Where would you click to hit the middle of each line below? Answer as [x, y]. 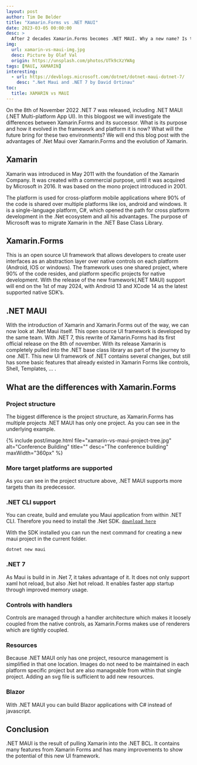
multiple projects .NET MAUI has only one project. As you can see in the [93, 422]
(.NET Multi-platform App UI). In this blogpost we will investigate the [88, 116]
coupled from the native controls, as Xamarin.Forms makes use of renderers [98, 624]
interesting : [22, 72]
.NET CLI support [31, 502]
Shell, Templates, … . [31, 369]
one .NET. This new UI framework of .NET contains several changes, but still [98, 356]
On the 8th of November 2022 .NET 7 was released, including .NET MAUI [94, 110]
